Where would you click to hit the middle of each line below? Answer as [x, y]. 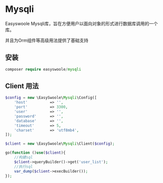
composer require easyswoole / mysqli [43, 69]
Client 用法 [22, 86]
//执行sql [24, 167]
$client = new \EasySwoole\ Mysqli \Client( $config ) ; [60, 144]
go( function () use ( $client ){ [35, 153]
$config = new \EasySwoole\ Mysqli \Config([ [51, 98]
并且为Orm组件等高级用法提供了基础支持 [47, 40]
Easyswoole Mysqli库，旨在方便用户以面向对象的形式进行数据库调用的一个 [81, 23]
